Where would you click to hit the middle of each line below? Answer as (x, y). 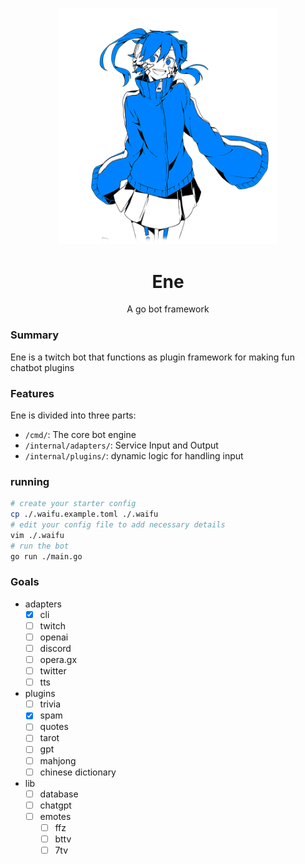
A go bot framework (168, 309)
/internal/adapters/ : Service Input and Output (121, 445)
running (30, 481)
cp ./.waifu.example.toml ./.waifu (84, 514)
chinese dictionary (78, 772)
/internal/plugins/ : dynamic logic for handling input (134, 455)
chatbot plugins (42, 367)
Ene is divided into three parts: (73, 415)
